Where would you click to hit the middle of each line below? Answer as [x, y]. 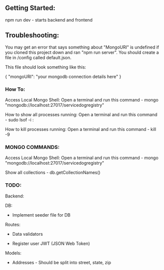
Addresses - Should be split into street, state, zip [62, 262]
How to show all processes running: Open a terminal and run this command [81, 114]
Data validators [27, 234]
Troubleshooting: [32, 36]
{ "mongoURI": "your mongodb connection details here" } [63, 76]
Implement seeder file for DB [41, 215]
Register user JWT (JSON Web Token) [51, 243]
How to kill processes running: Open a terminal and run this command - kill [81, 129]
